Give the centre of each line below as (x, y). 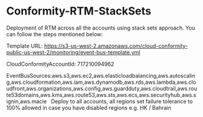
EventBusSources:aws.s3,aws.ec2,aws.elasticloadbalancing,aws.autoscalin (101, 75)
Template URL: (25, 46)
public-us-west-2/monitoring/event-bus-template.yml (73, 52)
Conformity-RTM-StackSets (79, 11)
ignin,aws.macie (27, 101)
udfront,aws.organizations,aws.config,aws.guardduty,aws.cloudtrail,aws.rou (102, 88)
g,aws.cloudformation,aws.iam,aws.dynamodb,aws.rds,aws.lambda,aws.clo (101, 82)
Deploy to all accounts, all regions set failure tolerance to (122, 101)
